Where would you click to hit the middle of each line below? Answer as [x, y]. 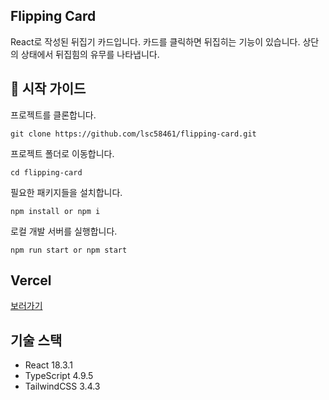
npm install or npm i [55, 211]
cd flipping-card [46, 172]
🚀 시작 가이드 [48, 89]
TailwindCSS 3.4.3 [62, 386]
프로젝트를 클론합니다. [53, 115]
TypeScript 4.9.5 [59, 376]
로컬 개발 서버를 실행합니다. [64, 231]
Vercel [31, 280]
